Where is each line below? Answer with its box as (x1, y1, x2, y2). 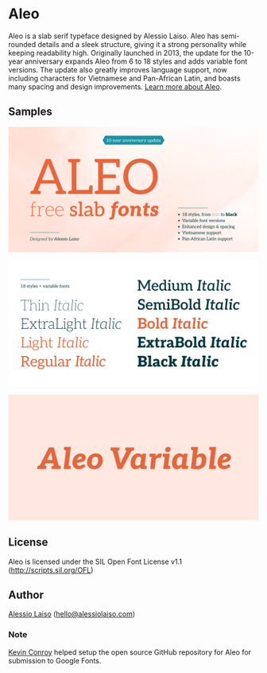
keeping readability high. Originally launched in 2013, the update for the (8, 48, 242, 57)
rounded (8, 39, 37, 49)
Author (8, 588, 44, 601)
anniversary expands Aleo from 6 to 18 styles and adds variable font (24, 57, 248, 66)
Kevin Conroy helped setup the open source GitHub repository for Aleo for (8, 647, 252, 657)
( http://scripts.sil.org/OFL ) (8, 565, 94, 574)
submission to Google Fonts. (8, 655, 102, 665)
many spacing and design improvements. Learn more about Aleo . (8, 81, 222, 92)
